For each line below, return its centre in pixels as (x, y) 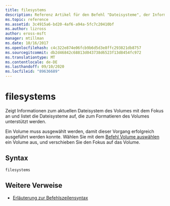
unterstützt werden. (26, 121)
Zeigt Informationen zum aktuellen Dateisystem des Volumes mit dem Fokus (84, 110)
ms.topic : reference (27, 19)
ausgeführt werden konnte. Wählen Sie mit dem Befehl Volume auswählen (82, 137)
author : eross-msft (26, 34)
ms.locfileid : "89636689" (32, 72)
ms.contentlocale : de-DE (31, 62)
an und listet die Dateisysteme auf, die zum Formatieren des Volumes (77, 116)
